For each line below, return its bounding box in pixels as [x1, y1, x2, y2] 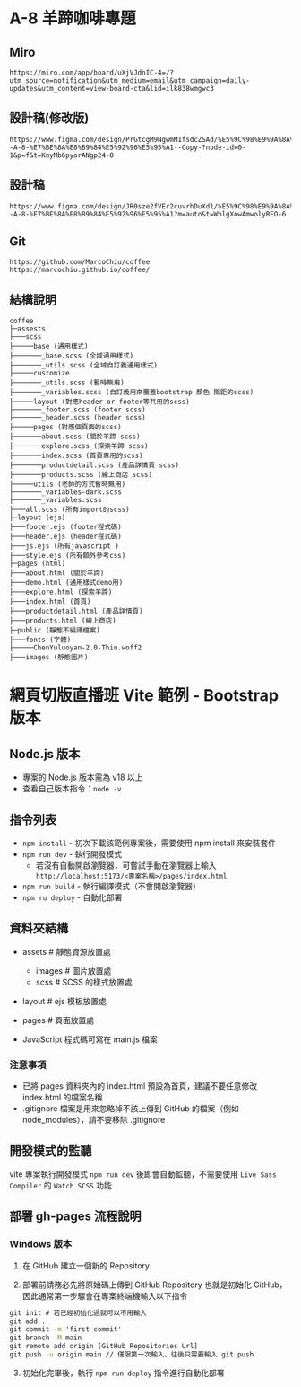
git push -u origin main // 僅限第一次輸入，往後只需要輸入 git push [9, 1350, 254, 1359]
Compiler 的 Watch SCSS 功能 [9, 1179, 112, 1190]
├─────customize [9, 369, 70, 378]
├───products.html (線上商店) [9, 616, 116, 625]
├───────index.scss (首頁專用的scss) [9, 451, 143, 461]
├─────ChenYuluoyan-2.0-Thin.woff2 [9, 643, 142, 652]
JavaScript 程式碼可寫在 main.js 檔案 [21, 1034, 159, 1045]
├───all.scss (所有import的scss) [9, 505, 130, 515]
